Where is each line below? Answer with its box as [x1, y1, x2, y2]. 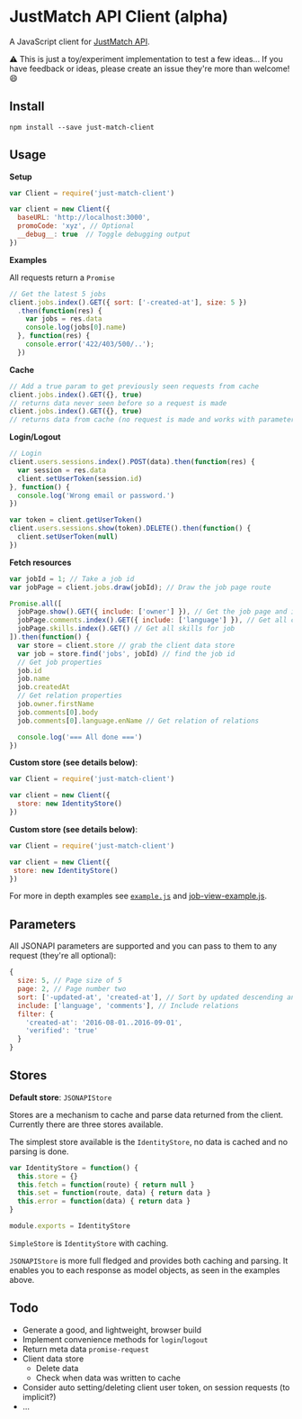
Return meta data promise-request [22, 1343, 150, 1354]
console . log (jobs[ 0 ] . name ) [25, 323, 127, 332]
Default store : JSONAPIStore [9, 1092, 112, 1103]
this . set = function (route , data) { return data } [17, 1188, 211, 1197]
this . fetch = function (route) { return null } [17, 1180, 195, 1189]
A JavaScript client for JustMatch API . [9, 36, 150, 47]
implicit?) [22, 1391, 57, 1402]
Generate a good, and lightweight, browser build [22, 1324, 202, 1335]
